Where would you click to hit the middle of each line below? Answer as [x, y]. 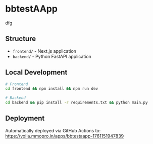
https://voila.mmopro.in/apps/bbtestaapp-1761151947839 [65, 136]
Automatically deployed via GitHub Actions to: [53, 130]
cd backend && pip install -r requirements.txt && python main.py [76, 103]
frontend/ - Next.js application [44, 51]
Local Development [36, 72]
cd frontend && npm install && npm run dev [52, 89]
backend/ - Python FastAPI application [52, 56]
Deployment [25, 118]
